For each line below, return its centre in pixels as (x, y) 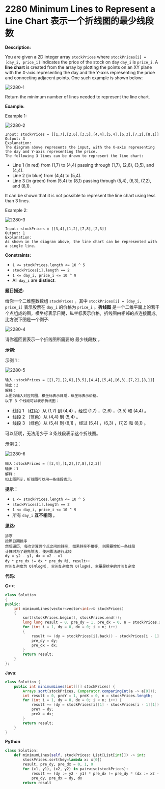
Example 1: (16, 116)
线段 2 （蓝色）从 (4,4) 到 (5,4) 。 (46, 417)
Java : (11, 673)
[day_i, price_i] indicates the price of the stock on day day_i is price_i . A (82, 62)
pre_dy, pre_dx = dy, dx (57, 778)
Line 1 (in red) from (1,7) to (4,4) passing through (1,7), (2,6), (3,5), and (83, 165)
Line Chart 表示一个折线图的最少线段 (79, 21)
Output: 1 (15, 233)
